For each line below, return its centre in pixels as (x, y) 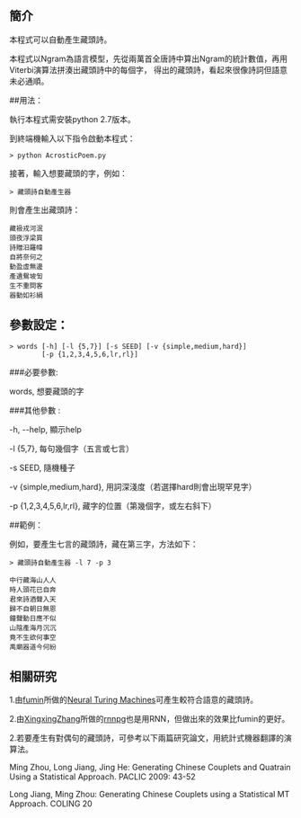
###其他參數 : (35, 410)
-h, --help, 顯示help (46, 429)
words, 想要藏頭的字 (47, 391)
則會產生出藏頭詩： (45, 209)
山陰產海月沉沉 (33, 627)
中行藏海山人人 (33, 580)
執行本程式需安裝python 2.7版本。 (73, 119)
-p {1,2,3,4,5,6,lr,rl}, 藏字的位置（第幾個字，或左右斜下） (113, 505)
